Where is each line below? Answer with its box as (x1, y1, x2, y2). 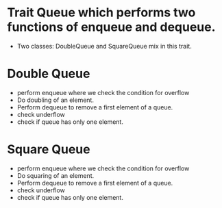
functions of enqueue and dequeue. (7, 19, 216, 35)
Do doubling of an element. (16, 96, 95, 104)
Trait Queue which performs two (7, 5, 196, 21)
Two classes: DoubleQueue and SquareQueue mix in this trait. (16, 42, 192, 50)
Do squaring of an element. (16, 171, 95, 179)
